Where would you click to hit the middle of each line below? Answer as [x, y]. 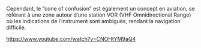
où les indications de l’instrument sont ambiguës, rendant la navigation [94, 21]
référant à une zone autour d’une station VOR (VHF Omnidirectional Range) [99, 15]
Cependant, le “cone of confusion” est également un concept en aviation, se [100, 9]
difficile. [16, 27]
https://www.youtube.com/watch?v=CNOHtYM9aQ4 [71, 39]
